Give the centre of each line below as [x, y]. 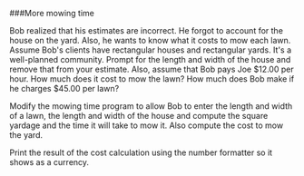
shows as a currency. [49, 162]
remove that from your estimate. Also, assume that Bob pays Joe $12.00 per [152, 69]
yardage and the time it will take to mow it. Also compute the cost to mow [147, 125]
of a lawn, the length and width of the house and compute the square [139, 116]
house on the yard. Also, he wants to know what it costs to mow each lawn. [150, 40]
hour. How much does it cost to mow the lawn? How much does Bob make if [152, 79]
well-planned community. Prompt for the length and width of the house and [150, 59]
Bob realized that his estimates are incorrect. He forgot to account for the [147, 30]
